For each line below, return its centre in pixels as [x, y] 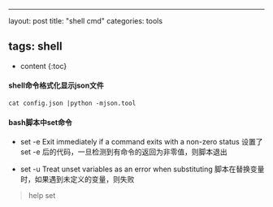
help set [42, 196]
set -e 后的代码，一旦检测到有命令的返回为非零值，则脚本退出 [123, 152]
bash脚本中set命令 [40, 122]
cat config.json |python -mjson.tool [72, 103]
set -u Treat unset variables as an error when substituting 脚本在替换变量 [142, 169]
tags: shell [35, 47]
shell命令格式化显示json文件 [56, 85]
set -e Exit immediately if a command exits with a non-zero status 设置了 [141, 142]
